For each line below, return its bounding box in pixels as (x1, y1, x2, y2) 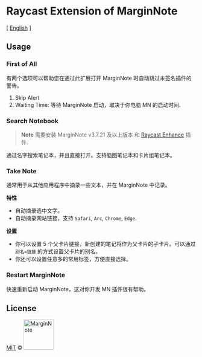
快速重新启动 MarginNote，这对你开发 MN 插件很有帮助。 (6, 285, 150, 292)
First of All (6, 60, 37, 68)
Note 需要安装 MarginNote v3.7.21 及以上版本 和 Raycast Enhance (21, 131, 185, 138)
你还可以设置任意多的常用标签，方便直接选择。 (14, 256, 131, 263)
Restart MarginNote (6, 271, 65, 279)
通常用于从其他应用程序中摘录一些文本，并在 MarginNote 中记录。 (6, 181, 171, 188)
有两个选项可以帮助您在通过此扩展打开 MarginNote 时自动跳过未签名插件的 (6, 74, 192, 82)
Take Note (6, 167, 37, 175)
